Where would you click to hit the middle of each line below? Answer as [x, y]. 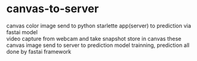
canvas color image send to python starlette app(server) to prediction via [99, 26]
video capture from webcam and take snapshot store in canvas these [94, 38]
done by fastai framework [39, 51]
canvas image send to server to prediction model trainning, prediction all [98, 45]
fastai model [22, 32]
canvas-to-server [53, 9]
